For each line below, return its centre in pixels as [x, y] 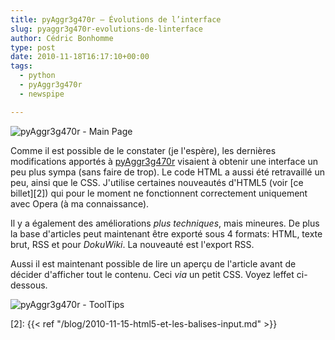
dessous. [29, 285]
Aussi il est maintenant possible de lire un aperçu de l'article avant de [153, 263]
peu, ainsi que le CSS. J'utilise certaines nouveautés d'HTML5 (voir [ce [157, 182]
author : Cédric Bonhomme [62, 38]
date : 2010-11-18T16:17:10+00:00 [80, 57]
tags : [21, 66]
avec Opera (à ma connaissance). [80, 203]
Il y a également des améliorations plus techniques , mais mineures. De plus [165, 223]
